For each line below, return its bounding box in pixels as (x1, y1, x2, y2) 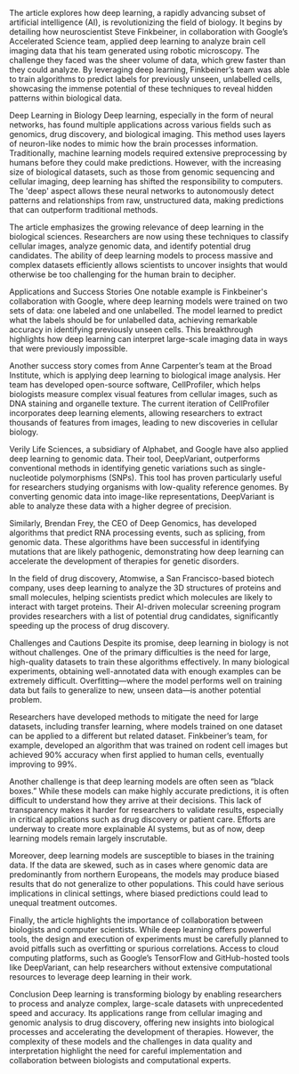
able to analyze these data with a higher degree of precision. (9, 500, 232, 511)
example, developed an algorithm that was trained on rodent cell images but (9, 740, 288, 751)
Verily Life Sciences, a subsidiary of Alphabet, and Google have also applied (9, 444, 289, 454)
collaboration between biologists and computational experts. (9, 1055, 231, 1065)
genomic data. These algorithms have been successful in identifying (9, 537, 260, 547)
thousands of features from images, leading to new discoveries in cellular (9, 418, 279, 427)
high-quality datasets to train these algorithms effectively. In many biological (9, 656, 290, 667)
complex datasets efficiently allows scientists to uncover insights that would (9, 260, 287, 270)
